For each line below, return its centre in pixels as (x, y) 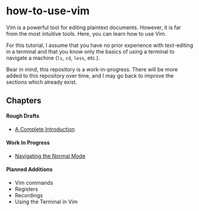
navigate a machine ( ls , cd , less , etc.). (53, 58)
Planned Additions (29, 169)
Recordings (29, 195)
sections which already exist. (42, 82)
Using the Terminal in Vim (46, 201)
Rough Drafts (23, 116)
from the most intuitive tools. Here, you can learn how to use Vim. (86, 33)
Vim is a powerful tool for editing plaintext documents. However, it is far (94, 27)
